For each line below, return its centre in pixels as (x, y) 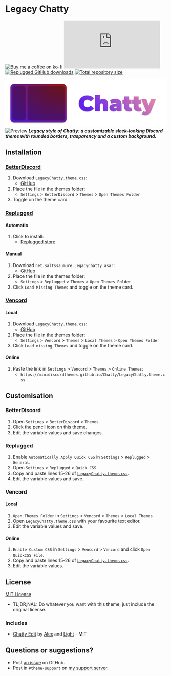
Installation (24, 152)
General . (22, 462)
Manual (14, 254)
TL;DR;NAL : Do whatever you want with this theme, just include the (83, 604)
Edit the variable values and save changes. (58, 432)
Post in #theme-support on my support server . (60, 668)
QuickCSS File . (28, 555)
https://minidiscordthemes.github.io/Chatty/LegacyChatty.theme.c (93, 375)
